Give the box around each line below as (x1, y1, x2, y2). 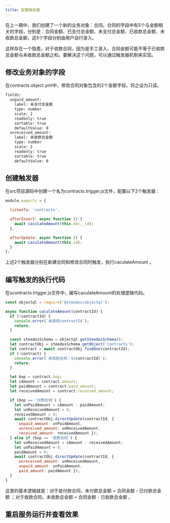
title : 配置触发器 (5, 7, 40, 13)
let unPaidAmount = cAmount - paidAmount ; (14, 402, 105, 407)
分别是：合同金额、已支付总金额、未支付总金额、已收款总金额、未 (27, 28, 165, 34)
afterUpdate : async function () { (10, 235, 82, 240)
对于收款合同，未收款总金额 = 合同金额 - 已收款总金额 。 (15, 494, 133, 500)
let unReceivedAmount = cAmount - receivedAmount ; (14, 440, 123, 445)
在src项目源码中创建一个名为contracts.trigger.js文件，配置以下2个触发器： (5, 188, 160, 194)
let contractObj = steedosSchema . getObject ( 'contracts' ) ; (10, 342, 135, 347)
